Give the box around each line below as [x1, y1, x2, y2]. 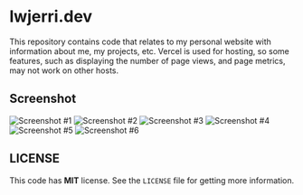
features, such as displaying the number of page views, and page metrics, [9, 55, 287, 66]
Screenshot [9, 91, 77, 107]
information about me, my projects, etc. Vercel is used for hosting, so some [9, 45, 289, 56]
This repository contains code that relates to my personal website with [9, 36, 271, 47]
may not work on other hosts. [9, 65, 119, 76]
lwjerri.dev [9, 6, 93, 27]
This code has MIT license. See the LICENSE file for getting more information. [9, 174, 295, 186]
